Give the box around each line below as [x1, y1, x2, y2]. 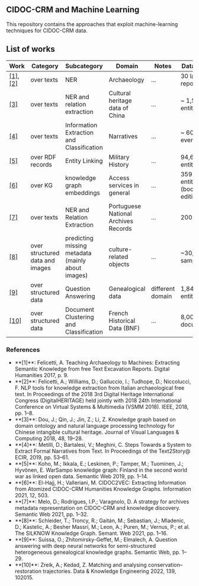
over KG [30, 181, 53, 189]
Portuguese [108, 202, 142, 210]
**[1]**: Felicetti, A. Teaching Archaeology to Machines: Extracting [14, 359, 180, 366]
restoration [14, 568, 41, 575]
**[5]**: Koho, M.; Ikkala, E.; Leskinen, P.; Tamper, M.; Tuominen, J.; [14, 460, 184, 467]
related [108, 252, 129, 261]
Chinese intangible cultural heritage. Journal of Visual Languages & [14, 428, 179, 435]
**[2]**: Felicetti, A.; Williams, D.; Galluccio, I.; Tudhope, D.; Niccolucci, [14, 378, 191, 385]
